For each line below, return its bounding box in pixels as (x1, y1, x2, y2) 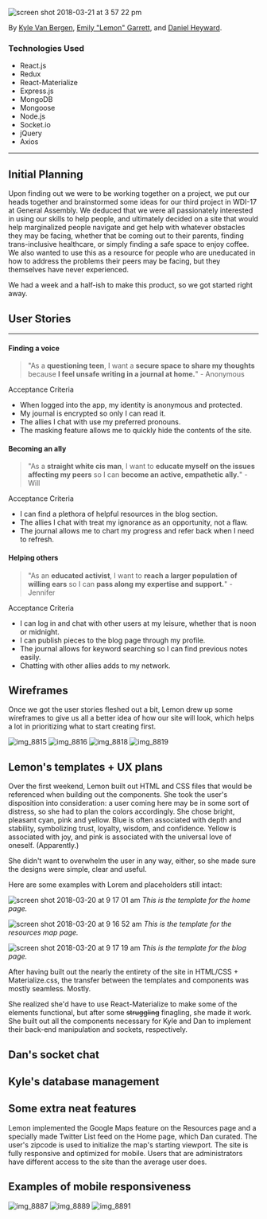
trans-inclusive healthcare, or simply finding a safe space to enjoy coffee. (8, 240, 250, 249)
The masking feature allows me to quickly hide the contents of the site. (19, 426, 252, 436)
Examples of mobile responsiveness (8, 1180, 192, 1194)
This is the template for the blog (141, 944, 247, 953)
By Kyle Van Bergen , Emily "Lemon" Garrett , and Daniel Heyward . (8, 23, 222, 32)
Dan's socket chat (8, 1048, 99, 1061)
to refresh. (19, 534, 54, 545)
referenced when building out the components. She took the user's (8, 790, 228, 799)
